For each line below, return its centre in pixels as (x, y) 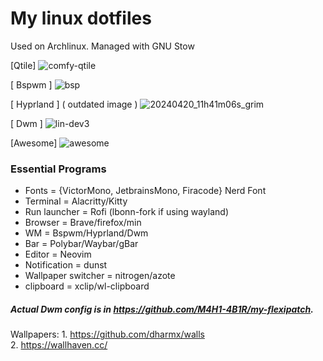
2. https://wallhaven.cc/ (59, 345)
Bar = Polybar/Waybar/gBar (81, 244)
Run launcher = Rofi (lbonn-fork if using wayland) (126, 212)
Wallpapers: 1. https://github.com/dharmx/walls (107, 334)
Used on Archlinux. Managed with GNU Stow (102, 46)
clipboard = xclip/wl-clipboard (87, 286)
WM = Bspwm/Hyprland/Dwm (86, 233)
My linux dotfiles (81, 18)
